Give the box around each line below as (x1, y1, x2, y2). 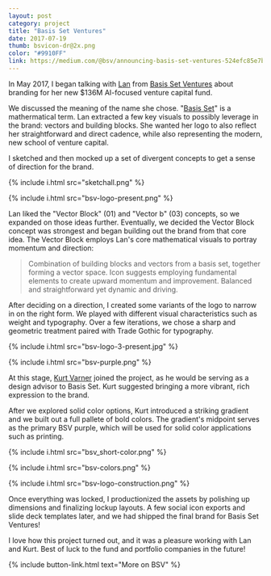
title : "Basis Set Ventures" (8, 27, 106, 35)
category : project (8, 19, 70, 27)
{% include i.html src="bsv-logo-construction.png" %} (8, 478, 190, 488)
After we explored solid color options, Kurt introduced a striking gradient (8, 406, 249, 415)
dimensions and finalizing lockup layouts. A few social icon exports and (8, 502, 246, 512)
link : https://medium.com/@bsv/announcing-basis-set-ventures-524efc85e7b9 (8, 57, 269, 65)
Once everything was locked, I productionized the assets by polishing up (8, 494, 250, 503)
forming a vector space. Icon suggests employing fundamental (27, 267, 237, 277)
